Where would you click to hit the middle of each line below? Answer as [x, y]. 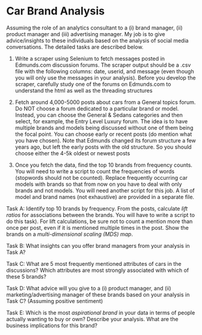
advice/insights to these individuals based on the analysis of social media [97, 40]
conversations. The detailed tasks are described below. [75, 47]
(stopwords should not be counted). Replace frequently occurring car [101, 177]
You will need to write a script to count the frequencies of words [95, 171]
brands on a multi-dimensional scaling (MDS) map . [70, 234]
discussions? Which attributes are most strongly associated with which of [98, 270]
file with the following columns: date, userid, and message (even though [104, 71]
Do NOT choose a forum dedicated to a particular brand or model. [97, 108]
